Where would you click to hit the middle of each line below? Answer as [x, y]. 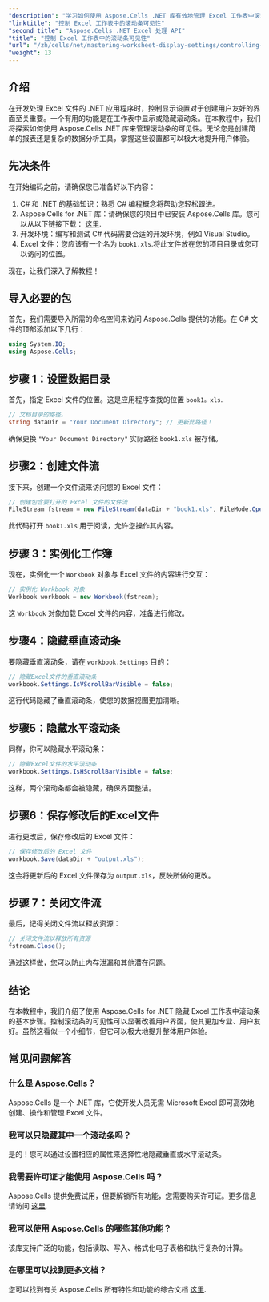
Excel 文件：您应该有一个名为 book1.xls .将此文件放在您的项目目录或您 [136, 243]
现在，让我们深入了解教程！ [54, 271]
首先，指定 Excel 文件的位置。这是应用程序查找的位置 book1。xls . [116, 400]
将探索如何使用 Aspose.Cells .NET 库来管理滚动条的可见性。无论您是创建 [128, 128]
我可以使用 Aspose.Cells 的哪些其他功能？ [90, 1228]
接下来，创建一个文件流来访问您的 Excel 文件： [86, 487]
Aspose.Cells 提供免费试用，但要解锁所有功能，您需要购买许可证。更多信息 [132, 1196]
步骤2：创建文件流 [54, 466]
